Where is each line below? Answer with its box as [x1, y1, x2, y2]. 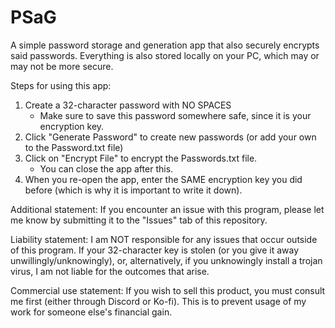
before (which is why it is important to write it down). [24, 184, 243, 196]
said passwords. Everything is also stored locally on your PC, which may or [10, 49, 320, 61]
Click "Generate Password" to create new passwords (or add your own [24, 131, 317, 143]
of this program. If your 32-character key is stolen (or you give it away [10, 244, 300, 256]
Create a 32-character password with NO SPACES [24, 99, 232, 111]
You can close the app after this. [39, 162, 174, 175]
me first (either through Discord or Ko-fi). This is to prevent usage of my [10, 295, 307, 307]
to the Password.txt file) [24, 141, 124, 153]
